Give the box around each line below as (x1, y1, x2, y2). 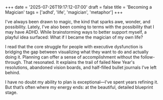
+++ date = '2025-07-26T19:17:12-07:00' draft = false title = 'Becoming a (5, 4, 152, 10)
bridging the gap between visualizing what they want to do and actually (5, 49, 149, 55)
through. (5, 60, 22, 65)
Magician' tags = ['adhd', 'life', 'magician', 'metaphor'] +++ (5, 9, 123, 15)
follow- (141, 54, 155, 60)
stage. (5, 90, 18, 95)
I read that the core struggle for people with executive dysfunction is (5, 44, 143, 49)
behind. (5, 70, 20, 75)
